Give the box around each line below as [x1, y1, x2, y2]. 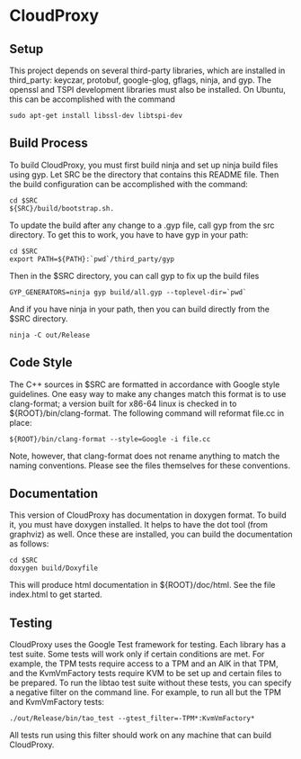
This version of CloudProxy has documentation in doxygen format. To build [9, 510, 288, 520]
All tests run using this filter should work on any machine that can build [9, 730, 272, 741]
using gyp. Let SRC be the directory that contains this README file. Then [9, 168, 279, 180]
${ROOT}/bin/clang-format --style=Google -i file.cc [9, 434, 211, 444]
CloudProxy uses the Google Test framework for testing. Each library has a [9, 639, 286, 650]
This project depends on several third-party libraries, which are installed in [9, 65, 286, 76]
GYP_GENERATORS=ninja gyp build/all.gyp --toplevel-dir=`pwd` [9, 287, 247, 297]
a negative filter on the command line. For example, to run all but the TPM [9, 687, 281, 698]
